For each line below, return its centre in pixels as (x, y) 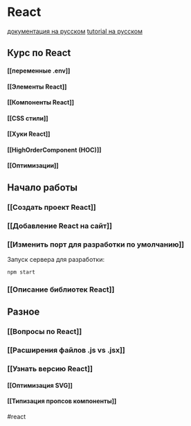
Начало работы (43, 187)
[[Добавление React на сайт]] (60, 226)
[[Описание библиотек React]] (61, 290)
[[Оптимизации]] (33, 166)
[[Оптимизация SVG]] (40, 385)
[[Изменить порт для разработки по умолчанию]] (96, 245)
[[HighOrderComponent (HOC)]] (54, 150)
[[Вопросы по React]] (45, 332)
